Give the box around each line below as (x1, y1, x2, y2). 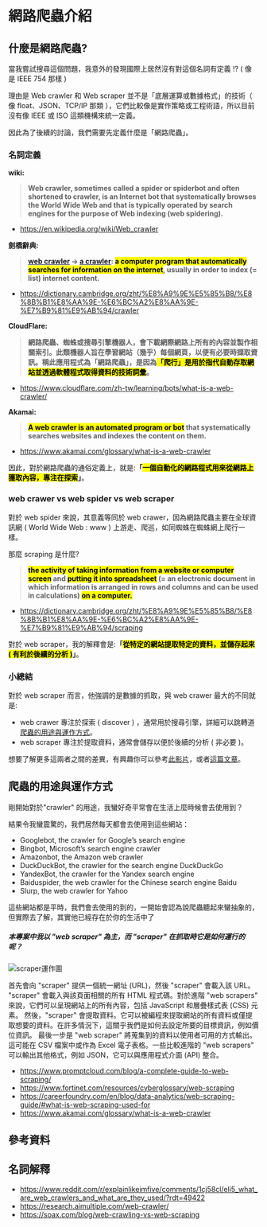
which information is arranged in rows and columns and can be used (27, 582, 258, 591)
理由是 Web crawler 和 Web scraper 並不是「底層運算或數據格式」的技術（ (8, 91, 253, 100)
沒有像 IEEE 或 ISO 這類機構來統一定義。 (8, 111, 141, 120)
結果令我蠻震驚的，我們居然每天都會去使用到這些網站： (8, 819, 189, 828)
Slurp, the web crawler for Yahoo (19, 886, 129, 895)
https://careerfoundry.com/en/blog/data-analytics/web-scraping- (19, 1091, 235, 1100)
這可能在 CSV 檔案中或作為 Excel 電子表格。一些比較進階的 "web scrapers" (8, 1040, 254, 1050)
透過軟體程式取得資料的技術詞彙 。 (41, 368, 153, 377)
